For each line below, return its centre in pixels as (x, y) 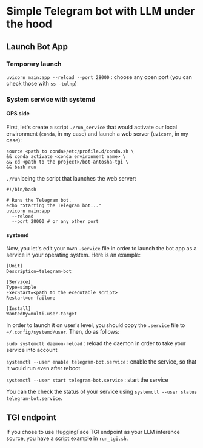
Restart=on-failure (31, 298)
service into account (32, 350)
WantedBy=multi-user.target (42, 314)
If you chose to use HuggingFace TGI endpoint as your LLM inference (93, 432)
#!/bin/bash (21, 190)
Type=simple (21, 288)
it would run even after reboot (43, 368)
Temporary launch (34, 64)
